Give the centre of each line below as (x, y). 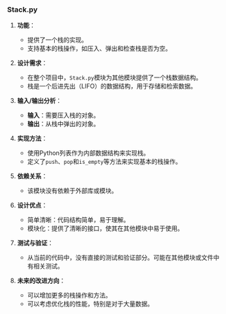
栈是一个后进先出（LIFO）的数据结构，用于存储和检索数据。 (112, 86)
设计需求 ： (32, 63)
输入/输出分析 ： (39, 101)
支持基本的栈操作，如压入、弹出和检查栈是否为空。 (99, 49)
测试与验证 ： (35, 243)
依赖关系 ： (32, 176)
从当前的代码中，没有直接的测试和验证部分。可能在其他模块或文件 (120, 258)
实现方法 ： (32, 138)
